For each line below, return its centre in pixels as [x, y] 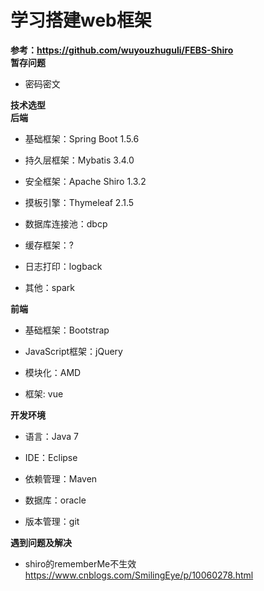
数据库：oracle [55, 500]
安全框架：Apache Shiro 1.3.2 [85, 181]
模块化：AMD [53, 372]
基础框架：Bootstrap [67, 330]
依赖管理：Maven [61, 478]
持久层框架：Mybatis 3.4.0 [79, 160]
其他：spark [49, 287]
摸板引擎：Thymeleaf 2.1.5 [79, 202]
